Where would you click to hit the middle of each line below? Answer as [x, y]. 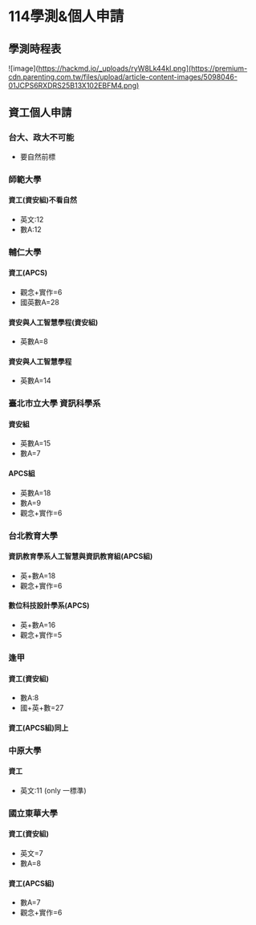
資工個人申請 [40, 113]
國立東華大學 [33, 813]
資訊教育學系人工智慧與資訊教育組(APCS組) [81, 556]
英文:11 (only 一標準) [53, 790]
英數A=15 [35, 443]
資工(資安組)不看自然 [43, 200]
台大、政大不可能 [41, 137]
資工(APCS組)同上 [39, 727]
